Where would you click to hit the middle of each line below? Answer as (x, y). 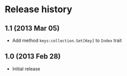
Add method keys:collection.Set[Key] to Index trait (67, 40)
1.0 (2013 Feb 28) (33, 56)
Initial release (26, 69)
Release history (39, 9)
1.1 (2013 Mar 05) (32, 28)
